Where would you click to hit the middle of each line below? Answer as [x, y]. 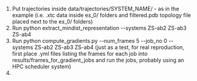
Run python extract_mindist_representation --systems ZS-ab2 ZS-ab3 [99, 28]
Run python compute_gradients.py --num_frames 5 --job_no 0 [89, 41]
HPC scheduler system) [41, 66]
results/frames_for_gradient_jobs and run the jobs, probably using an [98, 60]
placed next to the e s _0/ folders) [52, 21]
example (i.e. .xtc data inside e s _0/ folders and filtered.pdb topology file [102, 15]
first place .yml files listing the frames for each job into [80, 53]
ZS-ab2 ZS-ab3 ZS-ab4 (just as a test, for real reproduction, [109, 47]
